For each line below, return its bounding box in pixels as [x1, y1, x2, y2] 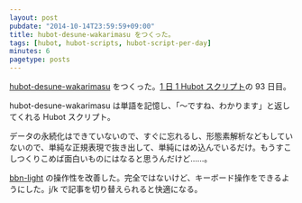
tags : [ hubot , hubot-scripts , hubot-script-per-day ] [9, 38, 212, 48]
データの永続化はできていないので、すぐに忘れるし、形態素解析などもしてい [9, 131, 294, 141]
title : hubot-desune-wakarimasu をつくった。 [9, 30, 176, 39]
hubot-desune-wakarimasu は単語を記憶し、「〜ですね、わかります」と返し [9, 100, 290, 111]
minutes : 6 [9, 47, 50, 56]
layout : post [9, 13, 59, 23]
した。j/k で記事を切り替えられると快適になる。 [24, 184, 203, 194]
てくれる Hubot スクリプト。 [9, 112, 115, 122]
